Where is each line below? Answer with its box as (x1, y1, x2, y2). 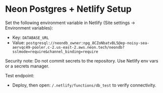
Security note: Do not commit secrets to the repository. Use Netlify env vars (5, 58, 159, 63)
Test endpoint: (5, 72, 34, 78)
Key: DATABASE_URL (12, 34, 49, 40)
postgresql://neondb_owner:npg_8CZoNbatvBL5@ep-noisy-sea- (26, 40, 150, 45)
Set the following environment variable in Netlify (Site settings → (5, 20, 136, 26)
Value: (12, 39, 26, 45)
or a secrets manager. (5, 63, 50, 69)
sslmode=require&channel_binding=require (12, 49, 98, 54)
